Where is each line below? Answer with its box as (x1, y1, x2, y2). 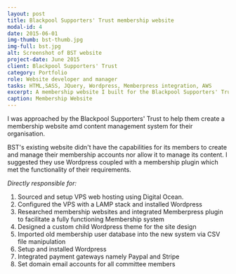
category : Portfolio (7, 69, 68, 76)
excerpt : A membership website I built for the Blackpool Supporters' (7, 89, 218, 96)
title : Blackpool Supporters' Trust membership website (7, 17, 174, 24)
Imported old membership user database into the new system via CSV (17, 230, 221, 238)
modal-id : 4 (7, 23, 42, 30)
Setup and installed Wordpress (17, 245, 107, 253)
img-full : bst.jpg (7, 43, 61, 50)
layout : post (7, 10, 46, 18)
